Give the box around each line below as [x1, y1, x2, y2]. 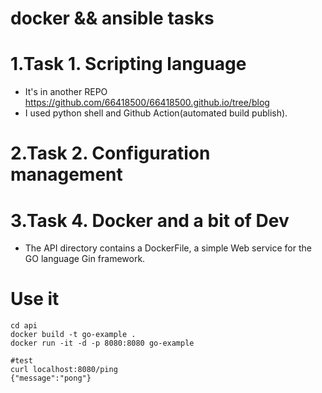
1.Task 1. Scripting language [10, 53, 247, 76]
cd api [10, 321, 38, 331]
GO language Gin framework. [24, 253, 146, 265]
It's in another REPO [24, 86, 108, 98]
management [10, 163, 123, 186]
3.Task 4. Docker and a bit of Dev [10, 209, 290, 232]
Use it [10, 288, 60, 311]
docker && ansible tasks [10, 7, 215, 30]
